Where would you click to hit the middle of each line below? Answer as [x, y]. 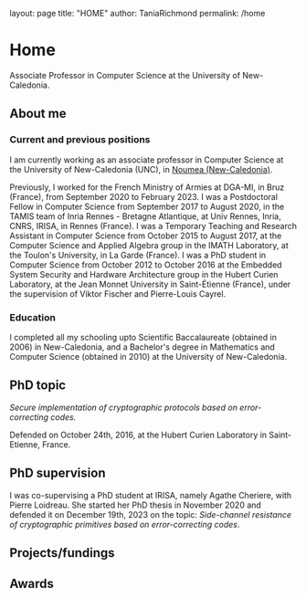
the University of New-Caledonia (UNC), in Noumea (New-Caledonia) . [141, 169]
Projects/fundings [63, 553]
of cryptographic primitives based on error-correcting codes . [125, 524]
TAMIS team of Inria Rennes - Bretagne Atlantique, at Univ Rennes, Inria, [145, 216]
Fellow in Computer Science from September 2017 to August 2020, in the [147, 206]
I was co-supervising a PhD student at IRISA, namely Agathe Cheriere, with [151, 495]
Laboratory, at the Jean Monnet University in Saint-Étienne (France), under [150, 284]
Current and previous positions [80, 140]
